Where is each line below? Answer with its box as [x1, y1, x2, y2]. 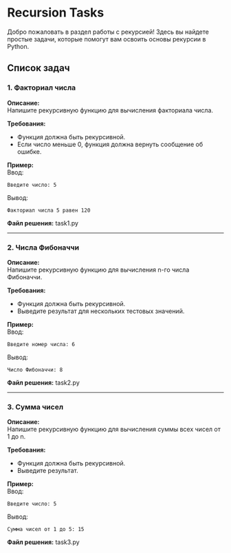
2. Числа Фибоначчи [7, 243, 80, 252]
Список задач [7, 62, 70, 74]
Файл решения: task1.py [7, 219, 79, 227]
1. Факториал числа [7, 83, 76, 92]
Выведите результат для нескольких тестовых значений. [16, 307, 185, 315]
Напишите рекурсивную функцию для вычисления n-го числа [7, 265, 190, 274]
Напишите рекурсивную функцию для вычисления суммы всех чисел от [7, 425, 221, 434]
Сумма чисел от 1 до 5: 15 [7, 526, 85, 533]
